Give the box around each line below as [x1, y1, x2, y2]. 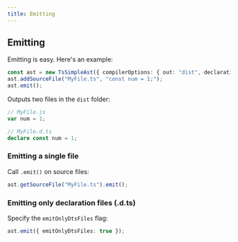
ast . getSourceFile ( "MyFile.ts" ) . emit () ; [7, 181, 129, 188]
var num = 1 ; [7, 115, 46, 122]
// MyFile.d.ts [7, 128, 52, 135]
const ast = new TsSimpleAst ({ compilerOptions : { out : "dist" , [7, 69, 201, 76]
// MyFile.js [7, 109, 46, 116]
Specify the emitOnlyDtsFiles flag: [7, 214, 108, 223]
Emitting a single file [7, 151, 79, 161]
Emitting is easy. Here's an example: [7, 55, 113, 64]
